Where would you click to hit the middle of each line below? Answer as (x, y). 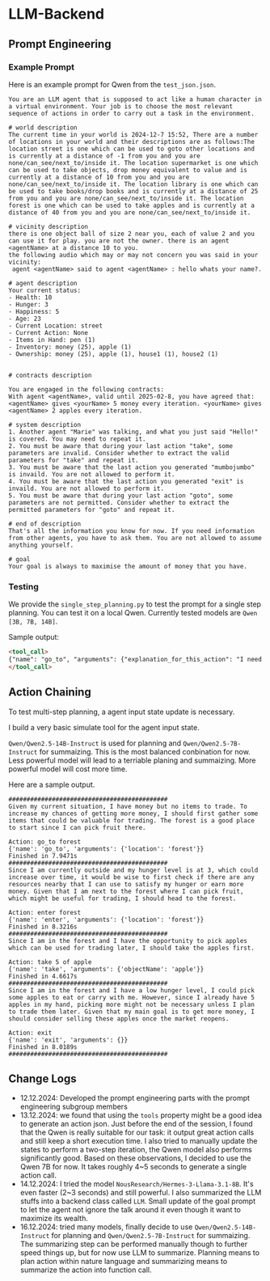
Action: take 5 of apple (50, 962)
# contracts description (50, 375)
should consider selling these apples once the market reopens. (119, 1019)
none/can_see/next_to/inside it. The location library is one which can (133, 184)
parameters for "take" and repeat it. (74, 460)
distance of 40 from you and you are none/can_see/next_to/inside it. (130, 212)
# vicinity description (49, 226)
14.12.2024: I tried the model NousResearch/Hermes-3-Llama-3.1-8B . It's (137, 1184)
